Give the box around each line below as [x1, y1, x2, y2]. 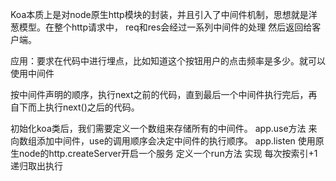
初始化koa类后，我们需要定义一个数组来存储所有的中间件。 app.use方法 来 [10, 123, 318, 134]
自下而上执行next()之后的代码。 [10, 101, 140, 113]
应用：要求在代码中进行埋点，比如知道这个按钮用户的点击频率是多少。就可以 [10, 55, 326, 67]
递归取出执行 [10, 160, 63, 172]
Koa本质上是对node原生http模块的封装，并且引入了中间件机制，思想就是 [10, 9, 309, 20]
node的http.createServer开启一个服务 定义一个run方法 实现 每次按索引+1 [18, 148, 318, 159]
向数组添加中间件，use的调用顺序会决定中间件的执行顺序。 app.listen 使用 [10, 135, 316, 147]
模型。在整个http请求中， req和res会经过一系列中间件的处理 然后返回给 [18, 21, 313, 33]
